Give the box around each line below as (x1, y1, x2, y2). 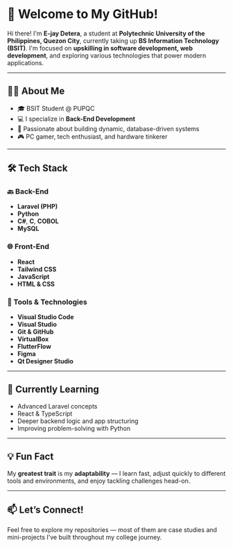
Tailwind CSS (17, 265, 57, 273)
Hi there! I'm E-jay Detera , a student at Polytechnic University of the (7, 29, 205, 37)
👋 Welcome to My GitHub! (7, 6, 158, 22)
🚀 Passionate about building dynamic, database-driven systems (17, 124, 200, 132)
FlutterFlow (17, 343, 52, 351)
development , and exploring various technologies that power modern (7, 51, 207, 60)
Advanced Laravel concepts (17, 402, 98, 410)
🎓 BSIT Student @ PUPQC (17, 104, 95, 112)
